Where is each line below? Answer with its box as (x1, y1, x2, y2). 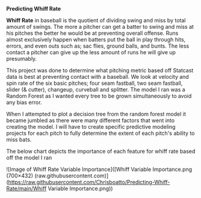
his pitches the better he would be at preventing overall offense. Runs (6, 29, 179, 37)
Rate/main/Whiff (6, 185, 47, 192)
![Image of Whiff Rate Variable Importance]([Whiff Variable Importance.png (6, 166, 193, 173)
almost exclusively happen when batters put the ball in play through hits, (6, 36, 186, 43)
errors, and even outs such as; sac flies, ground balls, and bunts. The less (6, 42, 190, 49)
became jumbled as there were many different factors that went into (6, 117, 175, 124)
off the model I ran (6, 154, 52, 161)
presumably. (6, 55, 37, 62)
